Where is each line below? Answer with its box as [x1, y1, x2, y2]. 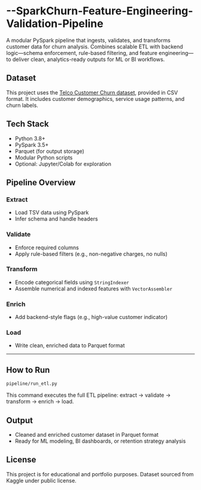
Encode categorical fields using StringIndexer [14, 278, 130, 286]
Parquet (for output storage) [14, 148, 85, 155]
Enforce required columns [14, 244, 79, 251]
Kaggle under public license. [6, 477, 77, 484]
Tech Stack [6, 119, 49, 129]
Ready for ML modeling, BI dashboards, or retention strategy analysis [14, 437, 186, 445]
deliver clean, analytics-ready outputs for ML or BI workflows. [12, 56, 165, 63]
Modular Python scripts [14, 154, 73, 161]
